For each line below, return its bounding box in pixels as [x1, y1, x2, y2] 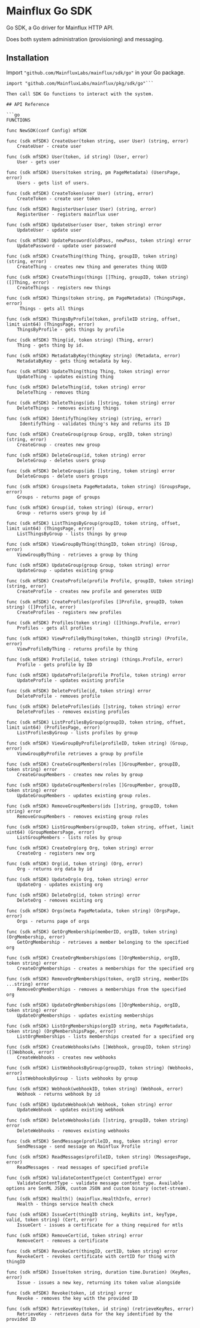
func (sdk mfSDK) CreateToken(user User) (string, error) [6, 190, 154, 196]
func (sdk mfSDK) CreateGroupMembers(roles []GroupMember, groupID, [6, 761, 181, 767]
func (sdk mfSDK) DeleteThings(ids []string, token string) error [6, 400, 175, 406]
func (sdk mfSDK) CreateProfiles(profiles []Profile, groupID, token [6, 598, 184, 605]
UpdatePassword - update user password [17, 242, 117, 249]
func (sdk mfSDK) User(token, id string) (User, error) [6, 154, 149, 160]
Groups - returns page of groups [17, 494, 101, 500]
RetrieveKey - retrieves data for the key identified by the [17, 1311, 172, 1317]
